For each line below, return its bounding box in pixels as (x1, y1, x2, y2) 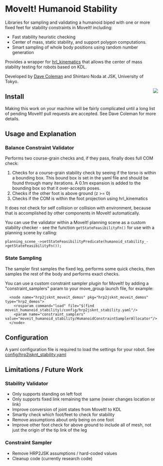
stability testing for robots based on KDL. (5, 64, 87, 70)
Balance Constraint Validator (5, 145, 74, 151)
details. (5, 115, 20, 122)
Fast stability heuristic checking (12, 34, 76, 40)
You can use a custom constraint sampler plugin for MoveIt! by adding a (5, 280, 149, 286)
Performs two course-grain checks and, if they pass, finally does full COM (5, 155, 154, 161)
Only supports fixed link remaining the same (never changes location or (12, 396, 155, 402)
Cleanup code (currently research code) (12, 455, 93, 461)
